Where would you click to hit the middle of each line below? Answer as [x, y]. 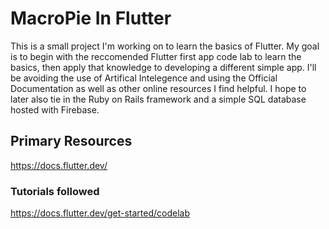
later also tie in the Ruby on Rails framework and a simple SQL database [158, 99]
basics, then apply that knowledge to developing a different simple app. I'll [163, 67]
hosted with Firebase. [55, 109]
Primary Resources [71, 141]
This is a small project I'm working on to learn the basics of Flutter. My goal [165, 46]
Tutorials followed [55, 191]
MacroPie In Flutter [91, 18]
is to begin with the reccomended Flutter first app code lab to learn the [156, 56]
